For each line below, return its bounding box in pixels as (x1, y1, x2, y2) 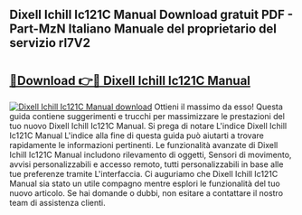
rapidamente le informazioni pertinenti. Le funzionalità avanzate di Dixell (9, 140, 278, 150)
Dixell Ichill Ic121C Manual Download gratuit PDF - (9, 7, 294, 23)
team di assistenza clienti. (9, 198, 106, 208)
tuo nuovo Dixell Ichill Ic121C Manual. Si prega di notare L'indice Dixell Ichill (9, 121, 288, 131)
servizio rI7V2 (9, 35, 90, 51)
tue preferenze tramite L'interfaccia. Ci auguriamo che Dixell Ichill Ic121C (9, 169, 278, 179)
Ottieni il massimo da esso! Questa (154, 101, 283, 112)
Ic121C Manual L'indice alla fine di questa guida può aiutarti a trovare (9, 130, 264, 141)
